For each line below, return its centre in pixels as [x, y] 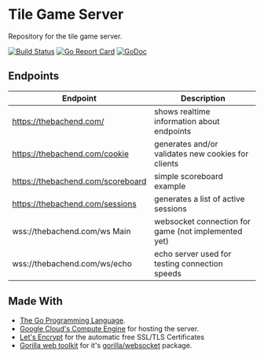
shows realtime [182, 111]
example [170, 186]
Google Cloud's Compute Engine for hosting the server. [109, 328]
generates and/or [186, 144]
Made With [35, 301]
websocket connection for [203, 221]
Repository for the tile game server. [65, 36]
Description [203, 98]
